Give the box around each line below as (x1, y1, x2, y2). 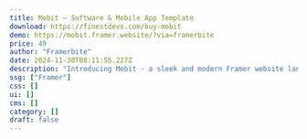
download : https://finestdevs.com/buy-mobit (9, 22, 182, 31)
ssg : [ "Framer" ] (9, 73, 71, 82)
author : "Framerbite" (9, 48, 92, 57)
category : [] (9, 107, 59, 116)
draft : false (9, 115, 59, 124)
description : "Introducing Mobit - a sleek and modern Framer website (9, 65, 284, 74)
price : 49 (9, 38, 48, 48)
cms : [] (9, 98, 39, 108)
